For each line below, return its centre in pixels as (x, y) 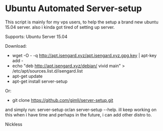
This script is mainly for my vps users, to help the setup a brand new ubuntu (82, 22)
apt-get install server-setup (40, 81)
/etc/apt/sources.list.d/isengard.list (47, 71)
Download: (16, 46)
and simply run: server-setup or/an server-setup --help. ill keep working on (81, 110)
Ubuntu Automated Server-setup (73, 9)
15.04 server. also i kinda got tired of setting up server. (60, 27)
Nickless (14, 124)
